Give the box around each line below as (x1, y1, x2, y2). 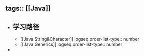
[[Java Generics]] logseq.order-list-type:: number (20, 41, 123, 47)
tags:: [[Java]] (5, 4, 51, 13)
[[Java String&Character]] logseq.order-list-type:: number (20, 36, 139, 42)
